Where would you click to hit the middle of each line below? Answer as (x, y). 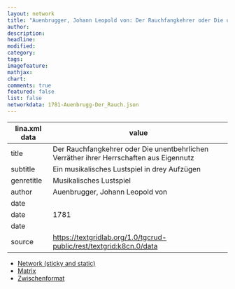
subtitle (23, 169)
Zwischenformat (41, 278)
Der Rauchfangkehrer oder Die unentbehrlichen (130, 149)
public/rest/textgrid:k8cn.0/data (105, 246)
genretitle (27, 181)
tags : (15, 59)
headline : (22, 40)
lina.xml (28, 128)
